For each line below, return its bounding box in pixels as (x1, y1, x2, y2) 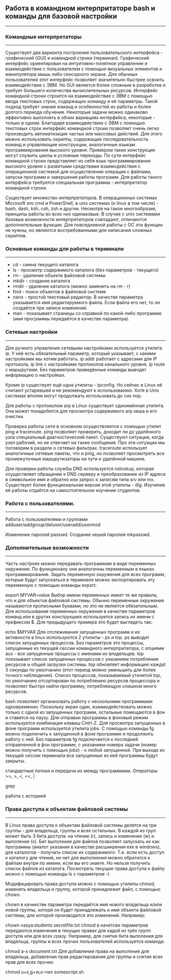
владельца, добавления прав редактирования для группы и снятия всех (5, 954, 163, 960)
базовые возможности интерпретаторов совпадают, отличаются (5, 216, 147, 223)
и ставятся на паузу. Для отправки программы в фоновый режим (5, 715, 149, 721)
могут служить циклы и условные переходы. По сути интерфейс (5, 152, 146, 158)
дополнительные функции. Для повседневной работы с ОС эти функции (5, 222, 163, 228)
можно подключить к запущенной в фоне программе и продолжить (5, 731, 154, 737)
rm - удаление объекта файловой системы (12, 273, 106, 279)
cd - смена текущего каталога (12, 262, 79, 268)
